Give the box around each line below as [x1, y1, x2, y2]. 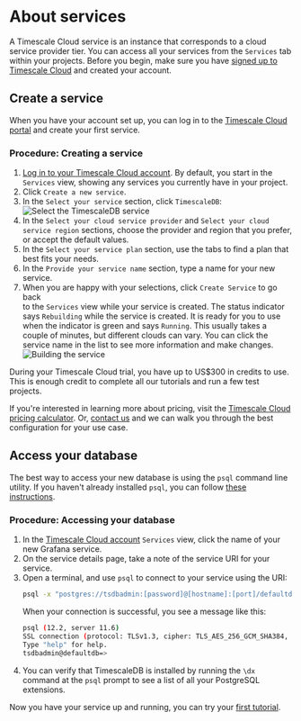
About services [9, 6, 127, 27]
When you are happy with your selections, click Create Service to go [22, 282, 278, 293]
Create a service [9, 91, 103, 106]
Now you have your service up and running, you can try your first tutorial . [9, 701, 281, 712]
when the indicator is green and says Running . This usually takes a [22, 320, 268, 331]
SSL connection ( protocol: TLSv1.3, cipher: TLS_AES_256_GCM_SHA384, [22, 632, 289, 641]
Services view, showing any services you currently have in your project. [22, 177, 288, 188]
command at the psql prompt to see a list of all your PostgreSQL [22, 674, 261, 685]
